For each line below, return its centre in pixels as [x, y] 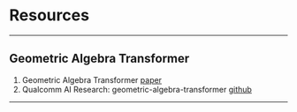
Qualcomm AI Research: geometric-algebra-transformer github [137, 89]
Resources [49, 15]
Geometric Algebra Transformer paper [91, 79]
